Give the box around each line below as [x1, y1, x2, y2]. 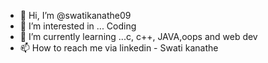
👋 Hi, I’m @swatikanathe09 [19, 10, 132, 21]
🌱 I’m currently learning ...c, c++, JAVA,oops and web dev [19, 31, 258, 42]
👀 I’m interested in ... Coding [19, 20, 137, 32]
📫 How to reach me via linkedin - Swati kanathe [19, 42, 219, 54]
